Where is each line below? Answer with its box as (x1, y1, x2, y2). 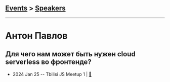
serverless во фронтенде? (5, 58, 92, 66)
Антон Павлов (5, 30, 68, 41)
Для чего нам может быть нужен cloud (5, 50, 136, 58)
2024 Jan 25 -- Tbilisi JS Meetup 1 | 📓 (12, 71, 92, 77)
